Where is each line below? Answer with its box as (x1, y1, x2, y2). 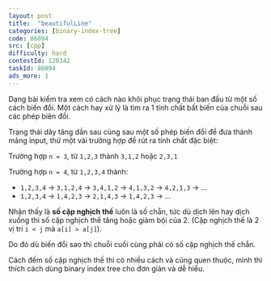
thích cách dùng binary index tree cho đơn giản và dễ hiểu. (8, 263, 205, 273)
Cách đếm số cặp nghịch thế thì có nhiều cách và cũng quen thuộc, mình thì (8, 255, 263, 265)
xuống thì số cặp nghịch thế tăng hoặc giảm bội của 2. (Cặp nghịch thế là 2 (8, 215, 260, 224)
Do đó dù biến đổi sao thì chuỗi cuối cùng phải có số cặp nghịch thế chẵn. (8, 239, 256, 249)
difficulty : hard (8, 49, 67, 57)
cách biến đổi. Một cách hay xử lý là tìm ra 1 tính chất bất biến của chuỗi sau (8, 103, 263, 112)
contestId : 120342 (8, 57, 70, 65)
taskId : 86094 (8, 65, 57, 73)
